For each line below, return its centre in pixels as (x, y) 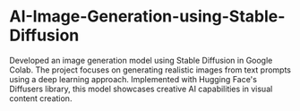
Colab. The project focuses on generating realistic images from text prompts (150, 70)
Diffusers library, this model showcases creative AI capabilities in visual (141, 89)
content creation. (41, 98)
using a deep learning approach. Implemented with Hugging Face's (133, 79)
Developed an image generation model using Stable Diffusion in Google (141, 60)
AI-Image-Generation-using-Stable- (147, 17)
